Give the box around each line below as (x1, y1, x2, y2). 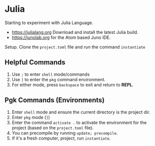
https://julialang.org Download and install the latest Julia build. (11, 29, 139, 35)
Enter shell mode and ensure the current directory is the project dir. (11, 109, 151, 115)
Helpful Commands (4, 58, 66, 67)
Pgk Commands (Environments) (4, 96, 105, 104)
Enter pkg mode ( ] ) (11, 114, 50, 120)
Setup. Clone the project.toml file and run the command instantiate (4, 44, 146, 50)
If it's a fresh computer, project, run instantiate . (11, 135, 111, 141)
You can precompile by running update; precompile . (11, 130, 118, 136)
